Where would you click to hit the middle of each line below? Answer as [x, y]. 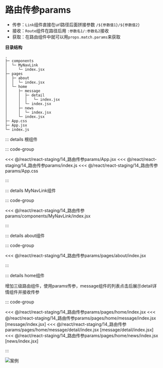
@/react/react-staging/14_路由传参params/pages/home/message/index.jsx [81, 318]
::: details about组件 [25, 236]
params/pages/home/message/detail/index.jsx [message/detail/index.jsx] [79, 330]
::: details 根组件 [21, 139]
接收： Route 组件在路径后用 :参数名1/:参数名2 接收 [60, 30]
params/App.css [22, 171]
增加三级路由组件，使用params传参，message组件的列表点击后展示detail [79, 286]
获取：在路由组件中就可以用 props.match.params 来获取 [66, 37]
